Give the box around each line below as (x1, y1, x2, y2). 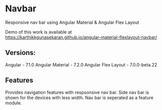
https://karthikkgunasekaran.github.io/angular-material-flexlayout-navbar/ (5, 34, 157, 40)
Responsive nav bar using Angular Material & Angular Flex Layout (5, 19, 140, 25)
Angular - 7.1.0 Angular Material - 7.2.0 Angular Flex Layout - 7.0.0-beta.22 (5, 61, 158, 67)
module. (5, 100, 22, 106)
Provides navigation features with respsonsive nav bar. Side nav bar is (5, 89, 150, 95)
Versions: (5, 49, 36, 57)
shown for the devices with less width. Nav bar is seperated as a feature (5, 95, 154, 101)
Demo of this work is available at (5, 29, 72, 35)
